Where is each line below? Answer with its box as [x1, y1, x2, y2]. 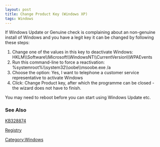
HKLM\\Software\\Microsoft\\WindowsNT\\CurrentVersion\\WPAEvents [12, 54, 153, 60]
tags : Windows [5, 16, 34, 21]
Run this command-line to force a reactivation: [12, 59, 105, 65]
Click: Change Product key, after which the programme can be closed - [12, 80, 155, 86]
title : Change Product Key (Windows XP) [5, 12, 88, 16]
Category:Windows [5, 136, 44, 142]
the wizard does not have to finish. [12, 85, 81, 91]
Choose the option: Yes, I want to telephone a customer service [12, 70, 139, 76]
